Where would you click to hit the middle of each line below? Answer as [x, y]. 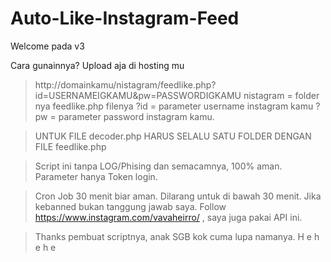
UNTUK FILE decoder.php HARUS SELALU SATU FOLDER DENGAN [173, 136]
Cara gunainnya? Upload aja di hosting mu [97, 65]
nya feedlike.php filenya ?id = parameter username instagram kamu [174, 106]
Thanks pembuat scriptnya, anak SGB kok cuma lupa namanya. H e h [177, 236]
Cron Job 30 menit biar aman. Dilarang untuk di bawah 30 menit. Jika [178, 196]
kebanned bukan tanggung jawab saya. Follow [130, 206]
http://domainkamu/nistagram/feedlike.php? [125, 84]
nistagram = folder [281, 95]
